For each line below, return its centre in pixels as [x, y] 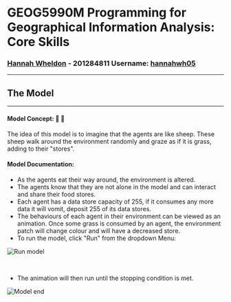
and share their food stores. [56, 194]
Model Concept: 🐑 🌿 [36, 118]
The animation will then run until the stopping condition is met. [105, 278]
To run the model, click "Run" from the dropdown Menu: [97, 238]
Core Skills [38, 42]
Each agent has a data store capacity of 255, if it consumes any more [115, 202]
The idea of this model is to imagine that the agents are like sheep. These [111, 134]
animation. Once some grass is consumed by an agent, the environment [119, 223]
